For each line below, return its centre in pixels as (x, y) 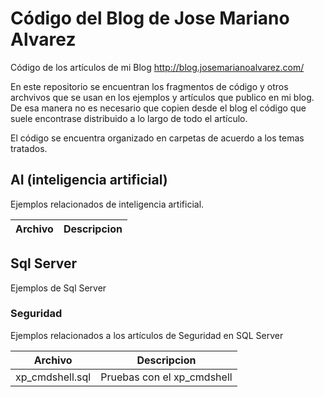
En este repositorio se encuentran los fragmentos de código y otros (149, 86)
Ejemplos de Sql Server (58, 288)
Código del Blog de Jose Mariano (150, 18)
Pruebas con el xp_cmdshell (166, 377)
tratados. (29, 148)
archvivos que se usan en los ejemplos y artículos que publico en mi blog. (162, 97)
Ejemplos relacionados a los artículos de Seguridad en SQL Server (147, 335)
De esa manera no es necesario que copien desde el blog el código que (158, 108)
